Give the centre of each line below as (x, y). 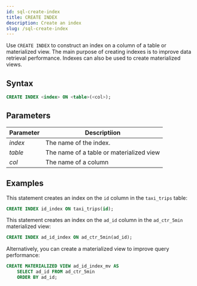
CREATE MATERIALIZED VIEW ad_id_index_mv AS (63, 266)
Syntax (20, 83)
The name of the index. (78, 142)
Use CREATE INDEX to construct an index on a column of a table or (86, 45)
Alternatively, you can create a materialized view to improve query (88, 249)
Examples (25, 183)
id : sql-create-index (33, 12)
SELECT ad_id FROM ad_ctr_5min (56, 272)
